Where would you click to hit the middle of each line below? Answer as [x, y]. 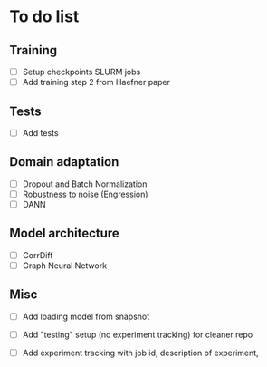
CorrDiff [38, 255]
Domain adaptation [64, 162]
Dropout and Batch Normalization [85, 184]
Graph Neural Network [64, 266]
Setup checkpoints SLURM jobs [81, 72]
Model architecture [64, 233]
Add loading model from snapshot [86, 316]
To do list [44, 17]
